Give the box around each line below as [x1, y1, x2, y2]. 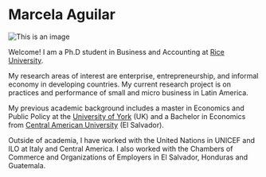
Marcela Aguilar [8, 6, 115, 24]
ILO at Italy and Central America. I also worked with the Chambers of [8, 144, 233, 153]
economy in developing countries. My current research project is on [8, 79, 232, 89]
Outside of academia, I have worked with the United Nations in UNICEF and [8, 135, 255, 144]
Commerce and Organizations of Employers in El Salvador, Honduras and [8, 152, 248, 162]
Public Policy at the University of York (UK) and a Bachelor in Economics [8, 111, 246, 121]
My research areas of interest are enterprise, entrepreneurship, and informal [8, 71, 259, 80]
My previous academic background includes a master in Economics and [8, 103, 244, 113]
